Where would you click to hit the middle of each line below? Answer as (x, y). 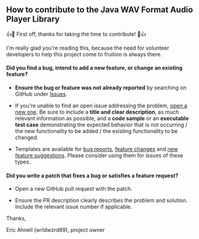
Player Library (33, 19)
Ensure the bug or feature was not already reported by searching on (101, 88)
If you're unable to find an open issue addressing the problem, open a (101, 106)
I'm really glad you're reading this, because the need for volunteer (88, 48)
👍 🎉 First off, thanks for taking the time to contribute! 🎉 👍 (76, 34)
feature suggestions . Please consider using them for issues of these (99, 156)
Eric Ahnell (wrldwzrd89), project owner (55, 230)
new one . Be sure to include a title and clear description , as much (97, 112)
